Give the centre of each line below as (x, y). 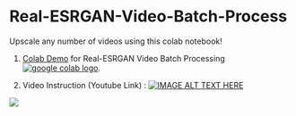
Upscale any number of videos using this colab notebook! (116, 41)
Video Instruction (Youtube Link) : (84, 85)
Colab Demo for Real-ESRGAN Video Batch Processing (124, 58)
